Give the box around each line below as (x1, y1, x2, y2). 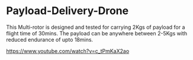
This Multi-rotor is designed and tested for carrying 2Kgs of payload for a (6, 24, 185, 31)
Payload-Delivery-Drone (6, 4, 129, 18)
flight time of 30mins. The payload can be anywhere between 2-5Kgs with (6, 29, 188, 36)
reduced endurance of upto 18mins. (6, 36, 94, 43)
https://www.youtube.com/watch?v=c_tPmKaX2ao (6, 47, 130, 54)
